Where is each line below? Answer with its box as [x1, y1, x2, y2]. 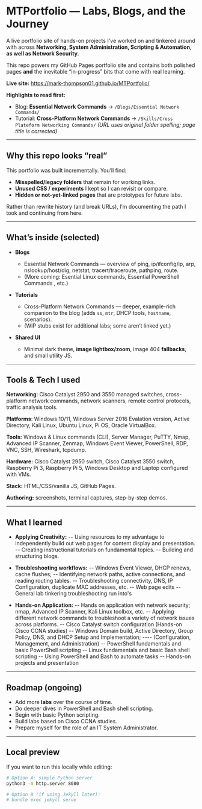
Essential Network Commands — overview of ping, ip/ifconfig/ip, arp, [23, 260, 196, 267]
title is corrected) [14, 127, 58, 135]
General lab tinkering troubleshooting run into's [14, 590, 132, 597]
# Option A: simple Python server [6, 775, 93, 781]
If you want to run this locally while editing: [6, 763, 112, 770]
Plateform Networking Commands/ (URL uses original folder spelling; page [14, 121, 195, 128]
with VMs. [6, 471, 31, 478]
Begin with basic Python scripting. [14, 711, 100, 719]
